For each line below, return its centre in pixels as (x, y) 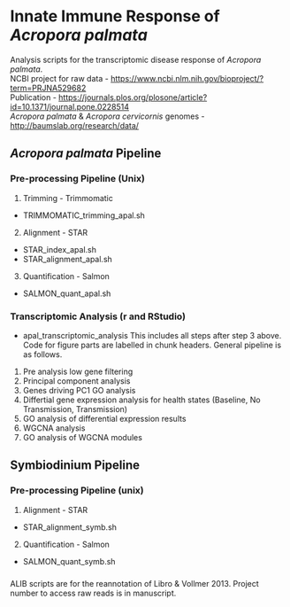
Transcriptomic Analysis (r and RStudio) (98, 316)
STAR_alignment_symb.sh (70, 527)
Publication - (33, 97)
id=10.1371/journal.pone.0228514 (70, 106)
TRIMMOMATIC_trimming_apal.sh (84, 215)
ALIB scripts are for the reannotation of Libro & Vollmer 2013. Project (134, 583)
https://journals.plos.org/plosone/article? (133, 97)
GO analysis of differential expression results (104, 418)
